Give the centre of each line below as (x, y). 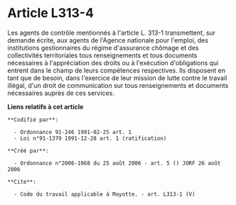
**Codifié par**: (33, 120)
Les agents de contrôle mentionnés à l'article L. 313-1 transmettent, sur (111, 33)
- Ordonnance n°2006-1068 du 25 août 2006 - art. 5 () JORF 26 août (117, 163)
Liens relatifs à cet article (45, 106)
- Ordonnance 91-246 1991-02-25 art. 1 (73, 132)
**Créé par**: (28, 150)
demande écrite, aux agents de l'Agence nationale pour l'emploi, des (108, 40)
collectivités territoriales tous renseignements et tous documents (102, 55)
